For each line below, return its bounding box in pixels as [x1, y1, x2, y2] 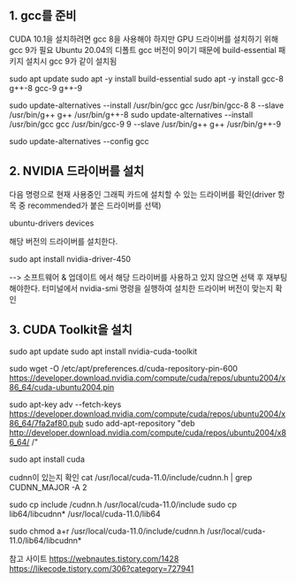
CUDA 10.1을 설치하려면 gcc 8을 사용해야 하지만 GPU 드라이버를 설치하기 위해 [9, 34, 279, 44]
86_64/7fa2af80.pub [9, 418, 84, 429]
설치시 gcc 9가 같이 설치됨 [25, 56, 118, 66]
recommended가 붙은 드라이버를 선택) [27, 200, 162, 211]
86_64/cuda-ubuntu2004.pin [9, 382, 115, 393]
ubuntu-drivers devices [9, 218, 95, 228]
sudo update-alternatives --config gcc [9, 135, 149, 146]
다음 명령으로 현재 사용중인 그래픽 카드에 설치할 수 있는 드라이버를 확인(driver [9, 188, 277, 199]
